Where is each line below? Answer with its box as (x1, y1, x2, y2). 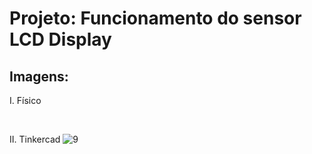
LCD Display (9, 28, 112, 51)
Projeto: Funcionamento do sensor (9, 7, 302, 30)
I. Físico (9, 95, 42, 106)
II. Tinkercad (9, 133, 61, 145)
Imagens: (9, 68, 69, 85)
